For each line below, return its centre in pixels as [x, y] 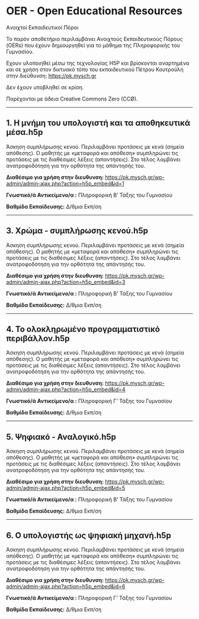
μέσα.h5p [25, 132]
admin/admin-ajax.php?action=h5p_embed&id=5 [66, 488]
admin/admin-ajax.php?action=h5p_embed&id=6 [66, 586]
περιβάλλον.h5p [38, 338]
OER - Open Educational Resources [94, 11]
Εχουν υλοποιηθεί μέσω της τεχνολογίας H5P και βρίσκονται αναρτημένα [98, 63]
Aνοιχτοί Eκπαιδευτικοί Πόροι [42, 27]
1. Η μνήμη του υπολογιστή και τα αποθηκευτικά [98, 123]
